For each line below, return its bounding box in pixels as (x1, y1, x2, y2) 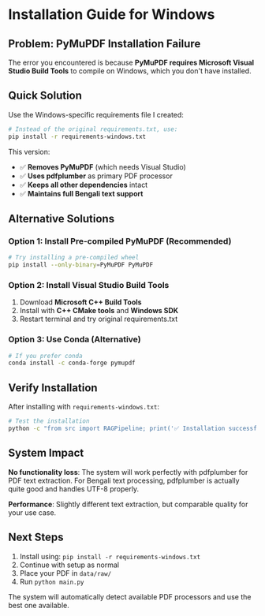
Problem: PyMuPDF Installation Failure (8, 37, 201, 50)
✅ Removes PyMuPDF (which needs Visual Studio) (19, 162, 187, 171)
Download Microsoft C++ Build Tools (19, 297, 142, 307)
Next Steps (8, 531, 64, 544)
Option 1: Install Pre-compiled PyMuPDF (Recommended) (8, 235, 232, 246)
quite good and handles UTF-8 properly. (8, 483, 140, 494)
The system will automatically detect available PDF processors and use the (8, 592, 252, 601)
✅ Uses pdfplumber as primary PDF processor (19, 171, 174, 181)
